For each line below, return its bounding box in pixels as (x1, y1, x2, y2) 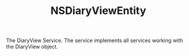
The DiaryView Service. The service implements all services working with (6, 37, 183, 44)
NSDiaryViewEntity (50, 4, 146, 17)
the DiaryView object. (6, 43, 59, 50)
